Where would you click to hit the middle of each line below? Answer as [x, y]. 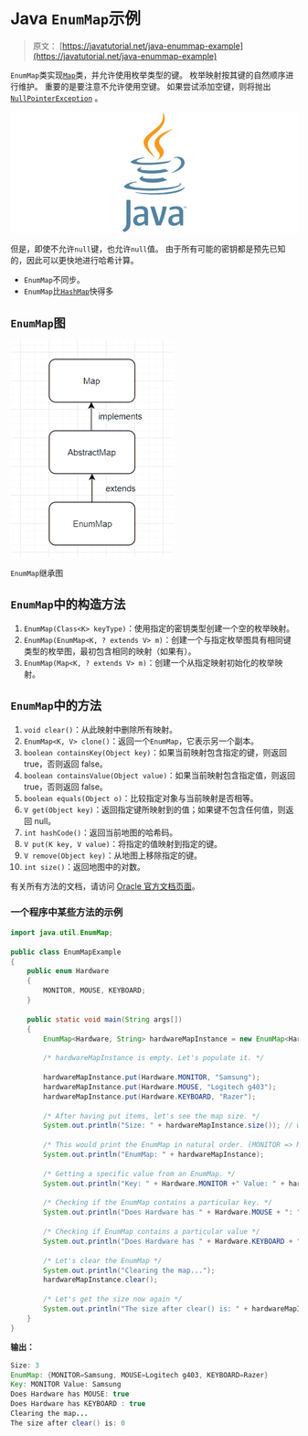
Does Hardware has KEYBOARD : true [78, 1404]
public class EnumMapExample [66, 952]
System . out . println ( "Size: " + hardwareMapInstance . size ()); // [168, 1126]
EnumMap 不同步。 [54, 280]
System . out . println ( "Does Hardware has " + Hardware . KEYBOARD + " [172, 1241]
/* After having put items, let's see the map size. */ [152, 1116]
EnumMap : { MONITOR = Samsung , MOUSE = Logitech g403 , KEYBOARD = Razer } [139, 1375]
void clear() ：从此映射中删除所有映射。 [100, 729]
